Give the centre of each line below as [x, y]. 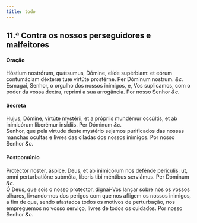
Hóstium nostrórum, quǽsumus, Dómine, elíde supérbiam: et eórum [89, 73]
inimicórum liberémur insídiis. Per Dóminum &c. [64, 125]
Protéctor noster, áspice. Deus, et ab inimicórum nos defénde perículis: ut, [97, 170]
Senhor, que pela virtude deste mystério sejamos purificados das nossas [95, 131]
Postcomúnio [23, 157]
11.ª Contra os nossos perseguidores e [79, 36]
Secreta [16, 105]
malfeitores [28, 45]
